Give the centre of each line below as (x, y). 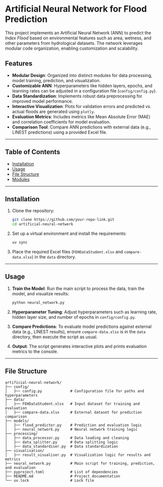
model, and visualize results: (41, 293)
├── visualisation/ (25, 451)
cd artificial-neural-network (43, 224)
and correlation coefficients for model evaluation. (61, 122)
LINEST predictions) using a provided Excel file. (60, 132)
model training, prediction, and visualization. (56, 80)
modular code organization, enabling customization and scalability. (72, 48)
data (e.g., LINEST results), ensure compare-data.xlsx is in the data (79, 331)
